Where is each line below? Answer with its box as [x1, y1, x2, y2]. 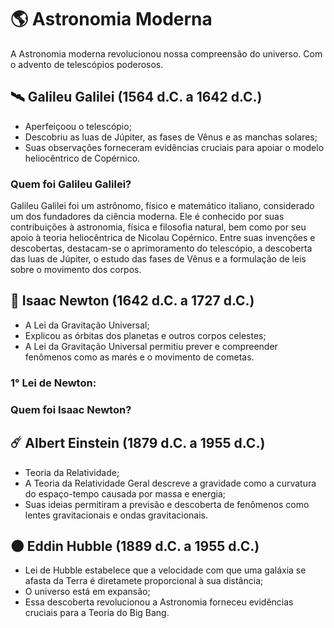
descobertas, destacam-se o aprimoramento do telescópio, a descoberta [10, 242, 313, 255]
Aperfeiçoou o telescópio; [24, 120, 132, 132]
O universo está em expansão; [24, 586, 151, 598]
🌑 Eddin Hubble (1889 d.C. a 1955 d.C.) [10, 537, 260, 555]
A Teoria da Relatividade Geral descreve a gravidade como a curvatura [24, 477, 317, 489]
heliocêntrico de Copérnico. [24, 152, 141, 164]
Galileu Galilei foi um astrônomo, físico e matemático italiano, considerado [10, 200, 315, 212]
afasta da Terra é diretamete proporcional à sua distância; [24, 575, 264, 587]
